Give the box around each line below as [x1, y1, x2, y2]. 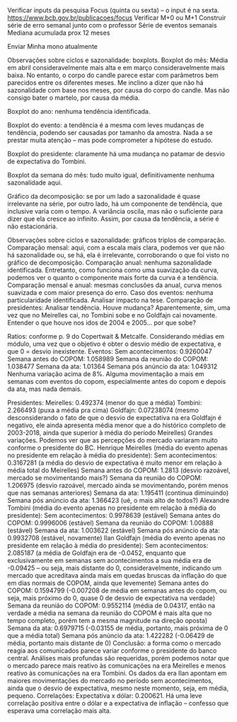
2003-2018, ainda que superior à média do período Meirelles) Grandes [7, 429, 214, 437]
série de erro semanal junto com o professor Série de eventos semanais [7, 21, 217, 29]
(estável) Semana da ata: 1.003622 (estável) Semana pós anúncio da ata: [7, 526, 221, 535]
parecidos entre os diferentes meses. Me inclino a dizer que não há [7, 78, 204, 87]
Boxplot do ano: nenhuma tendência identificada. [7, 107, 151, 115]
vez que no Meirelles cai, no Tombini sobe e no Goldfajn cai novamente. [7, 311, 217, 319]
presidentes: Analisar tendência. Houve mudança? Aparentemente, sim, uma [7, 303, 231, 312]
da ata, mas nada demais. [7, 385, 83, 393]
